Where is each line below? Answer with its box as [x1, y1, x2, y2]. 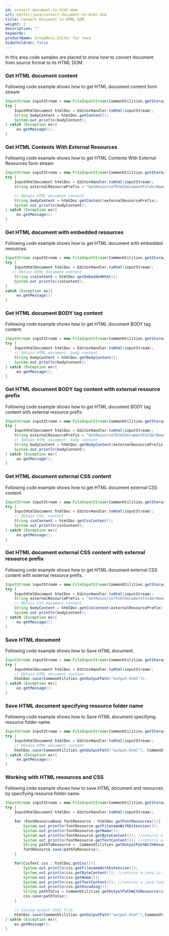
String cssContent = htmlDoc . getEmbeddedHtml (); [14, 274, 118, 279]
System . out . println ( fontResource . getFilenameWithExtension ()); [23, 823, 158, 828]
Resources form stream [5, 160, 54, 167]
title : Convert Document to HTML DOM [5, 17, 84, 22]
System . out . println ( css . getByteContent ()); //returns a [23, 870, 143, 875]
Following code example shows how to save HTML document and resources [5, 785, 163, 791]
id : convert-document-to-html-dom [5, 7, 78, 13]
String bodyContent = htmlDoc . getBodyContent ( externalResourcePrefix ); [14, 442, 167, 447]
